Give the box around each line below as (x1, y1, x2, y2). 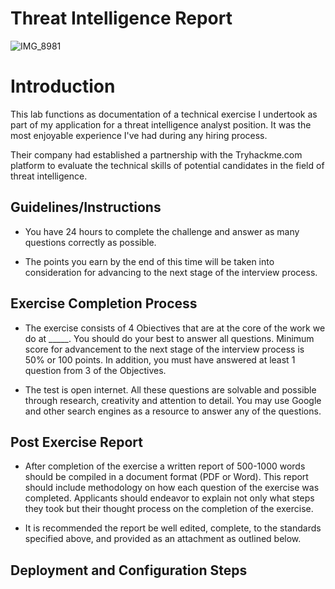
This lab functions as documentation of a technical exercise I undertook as (10, 108, 318, 120)
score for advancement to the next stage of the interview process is (24, 343, 305, 355)
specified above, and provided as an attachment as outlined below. (24, 533, 302, 545)
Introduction (10, 75, 116, 98)
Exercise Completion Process (10, 295, 198, 312)
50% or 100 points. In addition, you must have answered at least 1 (24, 353, 296, 366)
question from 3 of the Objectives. (24, 364, 167, 376)
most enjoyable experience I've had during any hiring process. (10, 129, 268, 141)
